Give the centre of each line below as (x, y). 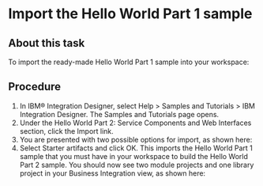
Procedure (35, 87)
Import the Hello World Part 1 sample (130, 14)
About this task (47, 43)
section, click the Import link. (67, 131)
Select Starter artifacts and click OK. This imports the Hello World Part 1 (136, 148)
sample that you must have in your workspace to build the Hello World (134, 156)
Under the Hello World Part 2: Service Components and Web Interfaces (135, 123)
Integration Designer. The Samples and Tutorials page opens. (119, 114)
